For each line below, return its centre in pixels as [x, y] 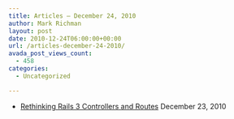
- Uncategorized [43, 76]
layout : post [30, 31]
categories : [28, 69]
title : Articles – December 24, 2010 [72, 16]
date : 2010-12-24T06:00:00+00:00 [65, 38]
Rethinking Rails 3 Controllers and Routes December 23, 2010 [123, 106]
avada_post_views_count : [50, 53]
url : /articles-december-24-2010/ [67, 46]
